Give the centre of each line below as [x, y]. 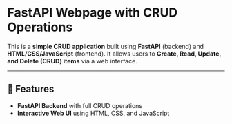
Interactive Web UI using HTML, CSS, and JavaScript [93, 113]
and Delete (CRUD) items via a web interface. [72, 61]
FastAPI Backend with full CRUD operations [80, 105]
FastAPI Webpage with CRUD [93, 13]
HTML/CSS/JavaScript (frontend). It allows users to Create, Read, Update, [114, 54]
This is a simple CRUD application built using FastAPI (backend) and [106, 46]
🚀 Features [31, 89]
